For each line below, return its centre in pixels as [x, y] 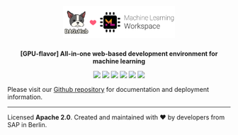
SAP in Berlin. [27, 124]
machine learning [119, 61]
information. [25, 97]
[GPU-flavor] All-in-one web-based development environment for [119, 53]
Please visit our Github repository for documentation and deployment [108, 89]
